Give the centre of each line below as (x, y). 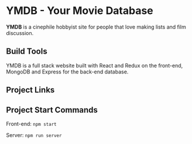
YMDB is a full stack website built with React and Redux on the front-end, (95, 65)
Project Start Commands (52, 110)
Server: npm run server (34, 135)
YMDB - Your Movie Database (80, 11)
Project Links (30, 90)
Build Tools (27, 52)
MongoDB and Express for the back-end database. (67, 72)
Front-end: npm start (31, 124)
